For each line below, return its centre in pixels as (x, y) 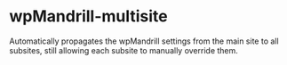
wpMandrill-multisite (89, 16)
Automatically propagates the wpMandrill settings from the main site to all (144, 41)
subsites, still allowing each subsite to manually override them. (124, 50)
